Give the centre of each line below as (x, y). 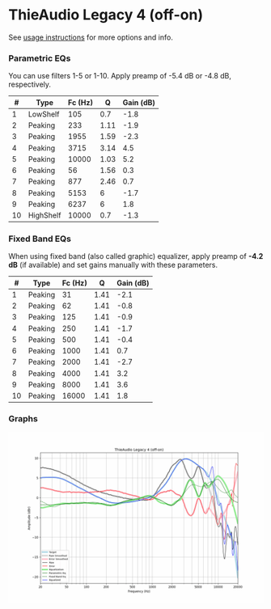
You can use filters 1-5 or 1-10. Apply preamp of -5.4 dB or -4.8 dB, (120, 76)
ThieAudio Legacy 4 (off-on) (106, 15)
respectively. (30, 85)
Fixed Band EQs (40, 239)
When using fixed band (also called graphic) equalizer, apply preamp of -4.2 (136, 256)
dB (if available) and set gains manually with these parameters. (113, 265)
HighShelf (44, 215)
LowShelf (44, 114)
